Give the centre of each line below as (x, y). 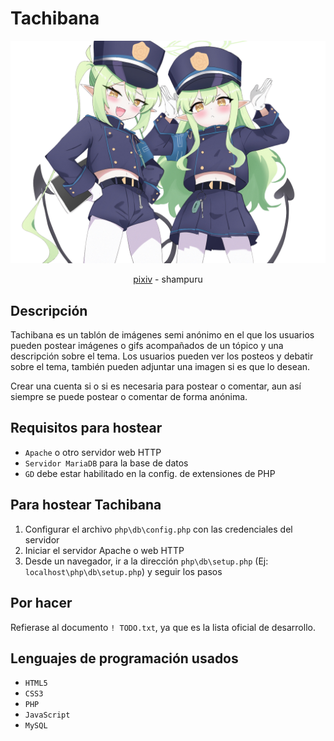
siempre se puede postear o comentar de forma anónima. (129, 397)
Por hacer (41, 603)
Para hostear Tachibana (86, 505)
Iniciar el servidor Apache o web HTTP (104, 550)
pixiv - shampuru (168, 279)
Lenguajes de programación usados (124, 658)
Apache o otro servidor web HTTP (93, 452)
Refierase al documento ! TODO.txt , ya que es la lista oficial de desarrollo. (163, 627)
